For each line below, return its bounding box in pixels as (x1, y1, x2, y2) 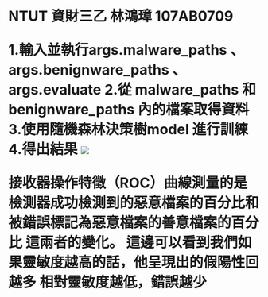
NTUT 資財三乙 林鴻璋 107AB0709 (8, 7, 234, 25)
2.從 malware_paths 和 (104, 81, 257, 99)
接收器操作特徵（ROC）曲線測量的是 (8, 174, 248, 192)
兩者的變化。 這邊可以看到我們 (39, 233, 239, 252)
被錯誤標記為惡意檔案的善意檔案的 (8, 214, 232, 232)
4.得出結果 (8, 141, 78, 159)
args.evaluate (8, 81, 102, 99)
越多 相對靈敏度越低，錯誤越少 (8, 273, 207, 291)
